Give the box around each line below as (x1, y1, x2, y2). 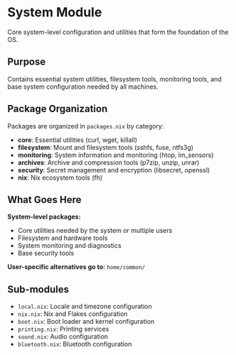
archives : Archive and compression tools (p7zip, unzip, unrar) (17, 158, 200, 167)
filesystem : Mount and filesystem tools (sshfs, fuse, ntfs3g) (17, 143, 194, 151)
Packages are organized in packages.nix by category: (7, 121, 164, 130)
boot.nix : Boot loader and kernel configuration (17, 317, 155, 326)
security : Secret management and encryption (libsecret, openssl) (17, 165, 210, 174)
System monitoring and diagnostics (17, 241, 122, 250)
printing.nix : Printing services (17, 324, 109, 334)
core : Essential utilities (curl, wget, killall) (17, 136, 137, 144)
